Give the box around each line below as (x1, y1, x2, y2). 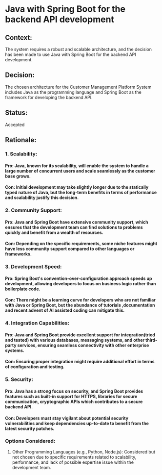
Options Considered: (5, 438, 56, 445)
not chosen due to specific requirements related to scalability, (12, 454, 137, 460)
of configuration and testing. (5, 364, 65, 370)
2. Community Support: (5, 207, 62, 214)
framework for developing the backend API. (5, 94, 93, 100)
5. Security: (5, 376, 33, 383)
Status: (5, 109, 28, 117)
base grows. (5, 173, 31, 179)
